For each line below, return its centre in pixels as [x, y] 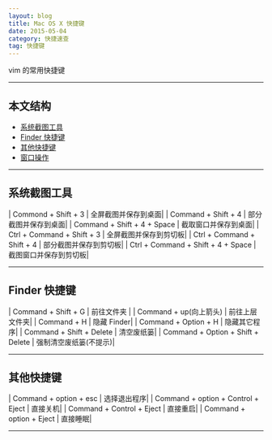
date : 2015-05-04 [38, 31]
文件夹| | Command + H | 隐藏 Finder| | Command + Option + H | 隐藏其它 [131, 321]
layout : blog [30, 16]
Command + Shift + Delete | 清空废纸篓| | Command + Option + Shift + [141, 332]
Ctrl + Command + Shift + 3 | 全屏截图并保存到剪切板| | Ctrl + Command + [132, 234]
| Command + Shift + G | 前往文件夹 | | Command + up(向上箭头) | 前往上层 [133, 311]
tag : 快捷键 [27, 46]
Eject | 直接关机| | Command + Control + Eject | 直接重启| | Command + [127, 409]
